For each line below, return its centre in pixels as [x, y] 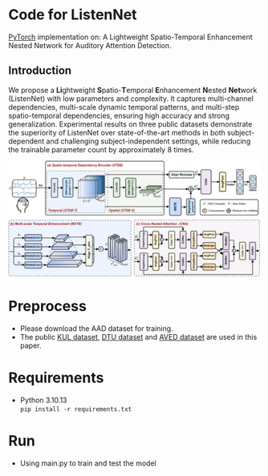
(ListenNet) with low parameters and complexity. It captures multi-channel [131, 99]
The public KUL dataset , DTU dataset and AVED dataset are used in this [138, 337]
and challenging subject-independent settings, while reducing [148, 141]
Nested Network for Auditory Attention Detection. [90, 45]
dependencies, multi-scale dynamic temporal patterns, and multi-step [124, 107]
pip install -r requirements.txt [76, 409]
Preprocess [47, 307]
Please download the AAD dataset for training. [97, 329]
